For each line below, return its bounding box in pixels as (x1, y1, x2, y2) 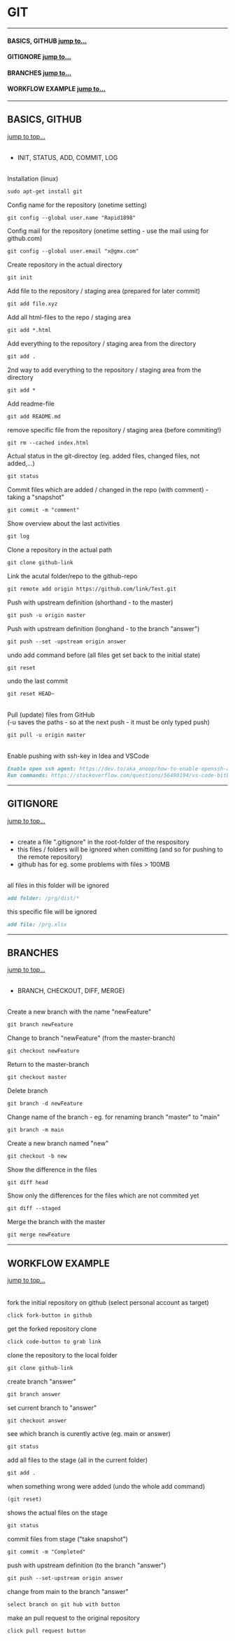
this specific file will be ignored (7, 907, 97, 916)
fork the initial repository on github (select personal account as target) (7, 1298, 210, 1307)
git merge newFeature (7, 1231, 71, 1239)
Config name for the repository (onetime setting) (7, 201, 148, 209)
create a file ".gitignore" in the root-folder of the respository (17, 837, 190, 846)
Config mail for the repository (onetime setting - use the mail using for (7, 227, 209, 235)
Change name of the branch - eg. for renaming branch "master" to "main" (7, 1112, 220, 1121)
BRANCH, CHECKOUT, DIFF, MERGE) (17, 987, 125, 995)
